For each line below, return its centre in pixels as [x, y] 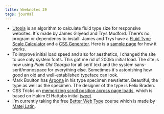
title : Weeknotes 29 [26, 10]
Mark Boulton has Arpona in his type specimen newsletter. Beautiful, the [85, 80]
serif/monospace [29, 69]
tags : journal [20, 14]
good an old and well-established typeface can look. [65, 75]
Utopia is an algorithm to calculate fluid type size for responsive [76, 28]
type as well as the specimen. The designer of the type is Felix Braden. [84, 85]
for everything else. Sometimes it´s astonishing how [100, 69]
